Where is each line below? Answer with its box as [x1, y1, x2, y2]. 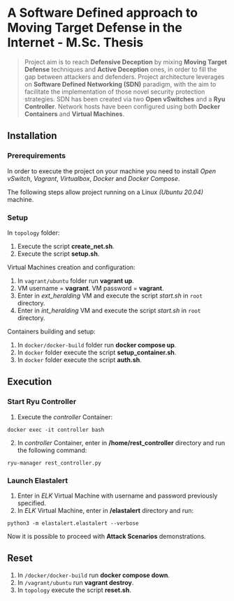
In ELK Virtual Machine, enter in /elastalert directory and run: [17, 506, 194, 514]
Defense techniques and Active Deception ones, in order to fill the [24, 65, 217, 73]
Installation [7, 130, 57, 142]
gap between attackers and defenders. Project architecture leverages [24, 72, 225, 81]
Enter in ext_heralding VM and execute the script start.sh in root [17, 291, 203, 300]
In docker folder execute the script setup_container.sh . [17, 348, 177, 356]
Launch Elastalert [7, 475, 68, 485]
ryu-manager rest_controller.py [7, 459, 101, 466]
